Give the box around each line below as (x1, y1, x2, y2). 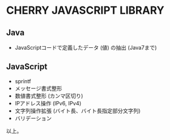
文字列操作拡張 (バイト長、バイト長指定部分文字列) (14, 107, 141, 114)
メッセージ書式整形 (14, 84, 63, 92)
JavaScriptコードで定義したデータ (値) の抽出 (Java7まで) (14, 44, 157, 51)
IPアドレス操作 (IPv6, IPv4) (14, 99, 82, 106)
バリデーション (14, 114, 52, 121)
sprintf (14, 77, 32, 84)
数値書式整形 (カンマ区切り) (14, 92, 84, 99)
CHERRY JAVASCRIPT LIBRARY (6, 4, 165, 17)
